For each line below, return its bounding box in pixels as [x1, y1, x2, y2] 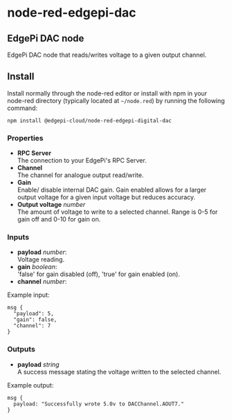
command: [7, 104, 38, 112]
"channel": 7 [13, 322, 51, 329]
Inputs [7, 232, 30, 242]
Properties [7, 133, 44, 143]
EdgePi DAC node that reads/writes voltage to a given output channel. [7, 51, 207, 59]
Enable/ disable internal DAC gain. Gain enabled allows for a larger [17, 185, 206, 194]
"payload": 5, [13, 310, 54, 318]
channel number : [17, 277, 67, 286]
